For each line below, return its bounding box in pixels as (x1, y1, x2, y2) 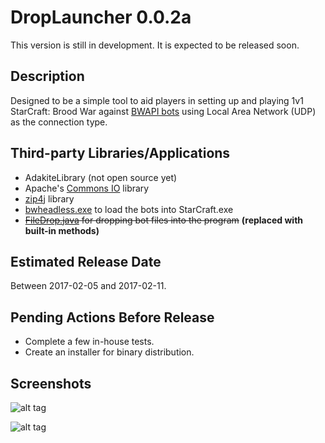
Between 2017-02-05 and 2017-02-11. (10, 280, 167, 292)
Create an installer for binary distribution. (24, 346, 195, 358)
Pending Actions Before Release (10, 309, 215, 326)
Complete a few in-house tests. (24, 336, 155, 348)
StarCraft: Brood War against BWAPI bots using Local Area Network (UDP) (10, 105, 317, 117)
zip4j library (24, 192, 75, 205)
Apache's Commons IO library (24, 182, 150, 194)
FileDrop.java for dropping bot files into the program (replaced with (24, 214, 304, 226)
